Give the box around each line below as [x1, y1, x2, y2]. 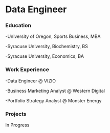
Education [5, 22, 32, 29]
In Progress [5, 122, 30, 128]
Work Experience [5, 66, 50, 73]
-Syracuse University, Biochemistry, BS [5, 43, 89, 50]
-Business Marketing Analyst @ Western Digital [5, 87, 105, 94]
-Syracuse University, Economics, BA [5, 53, 84, 59]
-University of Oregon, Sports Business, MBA [5, 33, 101, 39]
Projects [5, 110, 27, 117]
